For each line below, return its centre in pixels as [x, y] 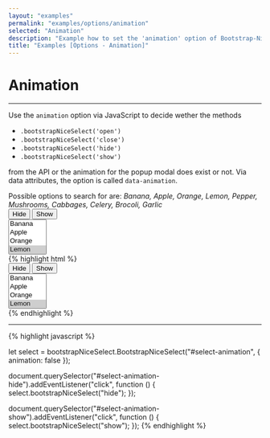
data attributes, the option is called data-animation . [93, 181]
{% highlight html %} [43, 259]
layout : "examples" [41, 16]
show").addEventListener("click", [63, 417]
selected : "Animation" [46, 31]
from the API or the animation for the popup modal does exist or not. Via [127, 172]
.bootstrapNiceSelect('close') [72, 140]
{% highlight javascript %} [52, 336]
